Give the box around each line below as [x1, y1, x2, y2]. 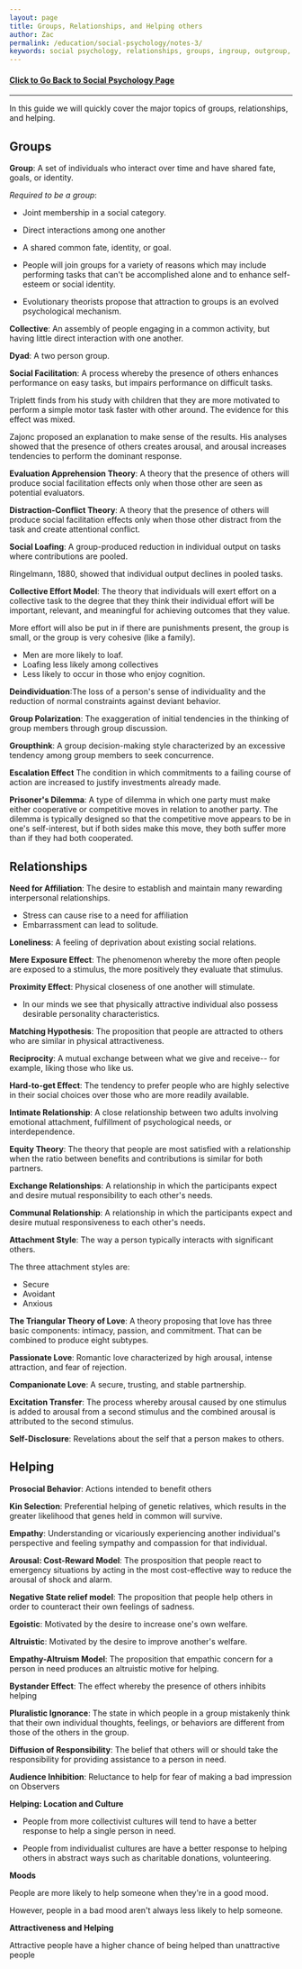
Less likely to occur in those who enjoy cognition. [22, 669, 206, 680]
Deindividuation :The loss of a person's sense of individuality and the [9, 686, 267, 697]
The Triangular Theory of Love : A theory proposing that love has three [9, 1315, 272, 1326]
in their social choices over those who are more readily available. [9, 1089, 250, 1100]
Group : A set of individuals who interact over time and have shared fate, [9, 163, 276, 174]
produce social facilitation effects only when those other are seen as [9, 478, 263, 489]
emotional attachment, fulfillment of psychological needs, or [9, 1116, 232, 1127]
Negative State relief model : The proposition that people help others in [9, 1591, 273, 1602]
